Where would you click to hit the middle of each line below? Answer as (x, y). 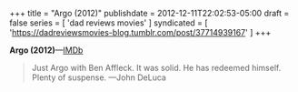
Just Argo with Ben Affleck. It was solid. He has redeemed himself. (156, 68)
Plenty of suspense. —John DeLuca (99, 77)
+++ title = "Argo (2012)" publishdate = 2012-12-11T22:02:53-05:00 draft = (149, 13)
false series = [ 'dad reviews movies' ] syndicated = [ (109, 23)
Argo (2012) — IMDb (46, 50)
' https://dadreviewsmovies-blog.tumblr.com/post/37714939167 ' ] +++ (140, 32)
